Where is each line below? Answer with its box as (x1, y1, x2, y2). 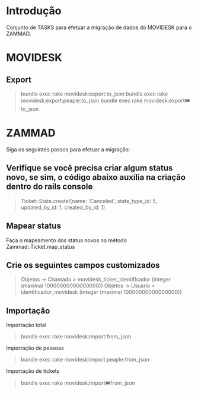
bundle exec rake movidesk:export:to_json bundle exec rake (20, 90, 168, 97)
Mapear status (6, 221, 61, 231)
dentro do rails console (6, 182, 93, 192)
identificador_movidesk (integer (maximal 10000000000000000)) (20, 289, 182, 296)
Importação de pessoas (6, 344, 64, 351)
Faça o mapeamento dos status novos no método (6, 236, 127, 244)
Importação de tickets (6, 367, 60, 375)
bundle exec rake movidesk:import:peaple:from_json (20, 356, 150, 363)
